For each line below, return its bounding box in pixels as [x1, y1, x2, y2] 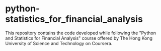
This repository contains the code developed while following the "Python [5, 30, 156, 36]
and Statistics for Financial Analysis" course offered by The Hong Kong [5, 35, 152, 41]
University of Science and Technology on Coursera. [5, 40, 113, 46]
